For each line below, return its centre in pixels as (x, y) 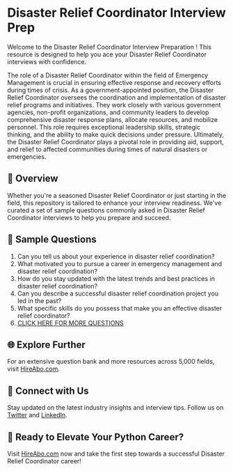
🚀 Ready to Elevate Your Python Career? (96, 437)
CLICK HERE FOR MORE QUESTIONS (70, 323)
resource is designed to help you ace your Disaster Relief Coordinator (107, 54)
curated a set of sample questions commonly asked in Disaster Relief (106, 210)
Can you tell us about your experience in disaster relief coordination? (116, 256)
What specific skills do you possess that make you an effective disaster (120, 308)
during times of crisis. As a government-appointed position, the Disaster (111, 90)
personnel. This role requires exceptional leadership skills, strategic (104, 127)
